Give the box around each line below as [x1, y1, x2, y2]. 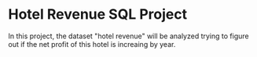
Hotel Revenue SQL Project [8, 5, 187, 23]
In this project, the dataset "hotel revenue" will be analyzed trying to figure [8, 31, 249, 41]
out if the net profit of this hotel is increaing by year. [8, 39, 176, 48]
